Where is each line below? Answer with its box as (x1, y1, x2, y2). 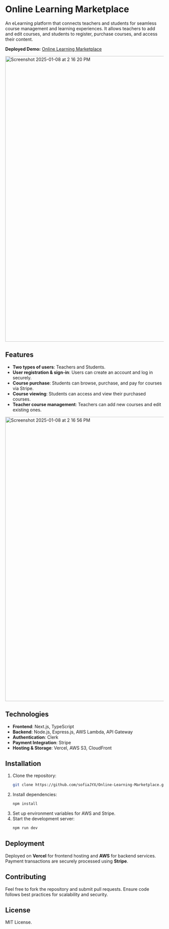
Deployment (5, 839, 45, 848)
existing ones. (12, 407, 42, 413)
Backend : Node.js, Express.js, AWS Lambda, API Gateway (12, 729, 133, 735)
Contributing (5, 873, 46, 881)
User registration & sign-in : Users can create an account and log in (12, 369, 153, 375)
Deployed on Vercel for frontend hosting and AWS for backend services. (5, 853, 156, 859)
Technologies (5, 710, 49, 719)
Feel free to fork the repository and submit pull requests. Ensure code (5, 886, 149, 892)
